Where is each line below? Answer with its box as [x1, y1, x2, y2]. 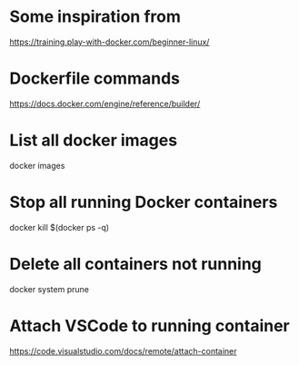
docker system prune [9, 283, 89, 294]
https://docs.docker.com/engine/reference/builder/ [9, 98, 201, 109]
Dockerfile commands [9, 68, 180, 89]
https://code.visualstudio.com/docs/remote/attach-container [9, 345, 238, 356]
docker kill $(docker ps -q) [9, 222, 110, 232]
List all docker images [9, 130, 178, 151]
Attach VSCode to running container [9, 315, 291, 336]
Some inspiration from [9, 6, 182, 27]
